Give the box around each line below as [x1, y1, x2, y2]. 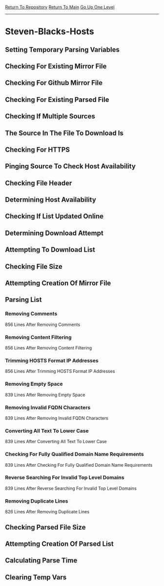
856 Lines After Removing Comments [5, 321, 81, 327]
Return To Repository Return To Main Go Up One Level [5, 4, 115, 10]
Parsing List [5, 295, 42, 304]
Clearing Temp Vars [5, 573, 67, 581]
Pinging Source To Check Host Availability [5, 162, 136, 171]
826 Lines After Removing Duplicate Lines [5, 509, 89, 515]
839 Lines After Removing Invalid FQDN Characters [5, 415, 108, 421]
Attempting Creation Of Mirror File [5, 279, 111, 288]
